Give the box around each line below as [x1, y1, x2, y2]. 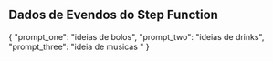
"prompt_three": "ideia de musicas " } [8, 41, 150, 52]
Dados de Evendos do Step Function [8, 7, 218, 23]
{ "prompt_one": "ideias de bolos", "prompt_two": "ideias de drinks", [8, 31, 265, 42]
